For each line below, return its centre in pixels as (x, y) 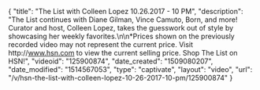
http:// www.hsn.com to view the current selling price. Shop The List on (123, 53)
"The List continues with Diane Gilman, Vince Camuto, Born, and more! (123, 20)
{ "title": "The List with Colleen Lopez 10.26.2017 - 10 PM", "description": (126, 11)
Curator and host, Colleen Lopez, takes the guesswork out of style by (121, 28)
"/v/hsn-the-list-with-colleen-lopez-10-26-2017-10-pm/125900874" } (121, 78)
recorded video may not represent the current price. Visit (101, 45)
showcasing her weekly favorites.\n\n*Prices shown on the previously (121, 36)
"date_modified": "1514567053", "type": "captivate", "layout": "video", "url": (130, 69)
